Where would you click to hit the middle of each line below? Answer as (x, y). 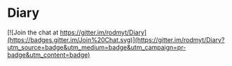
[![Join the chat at (33, 32)
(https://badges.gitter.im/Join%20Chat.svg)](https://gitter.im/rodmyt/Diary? (116, 39)
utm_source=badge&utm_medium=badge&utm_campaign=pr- (97, 47)
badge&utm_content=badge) (49, 55)
